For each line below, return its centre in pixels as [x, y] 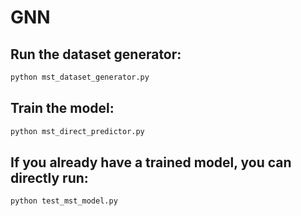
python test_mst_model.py [64, 201]
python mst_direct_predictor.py [77, 131]
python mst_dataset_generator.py [80, 77]
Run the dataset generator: [96, 54]
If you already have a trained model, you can [151, 162]
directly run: [49, 177]
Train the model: [62, 108]
